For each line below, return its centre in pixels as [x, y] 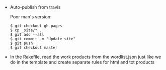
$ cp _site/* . [26, 30]
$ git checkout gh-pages [36, 26]
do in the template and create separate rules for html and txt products [82, 62]
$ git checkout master [34, 48]
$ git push [21, 43]
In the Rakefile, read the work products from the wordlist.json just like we [86, 57]
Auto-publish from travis [35, 7]
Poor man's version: [31, 17]
